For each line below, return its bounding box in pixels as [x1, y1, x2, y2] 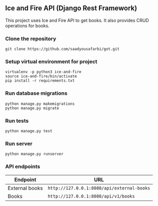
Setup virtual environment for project [5, 58, 97, 65]
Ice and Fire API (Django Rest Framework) [5, 4, 137, 13]
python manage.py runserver [5, 151, 64, 157]
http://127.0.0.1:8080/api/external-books [47, 185, 150, 191]
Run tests [5, 117, 29, 124]
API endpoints [5, 163, 40, 170]
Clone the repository [5, 35, 56, 42]
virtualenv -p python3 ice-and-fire [5, 70, 81, 75]
